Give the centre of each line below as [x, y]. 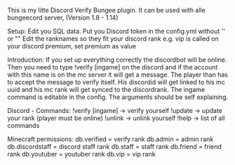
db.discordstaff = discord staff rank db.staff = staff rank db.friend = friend [115, 146]
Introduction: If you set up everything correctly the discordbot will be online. [117, 60]
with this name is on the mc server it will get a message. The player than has [117, 74]
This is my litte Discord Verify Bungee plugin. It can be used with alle [106, 10]
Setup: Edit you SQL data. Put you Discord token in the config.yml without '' [116, 31]
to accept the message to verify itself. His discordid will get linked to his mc [116, 82]
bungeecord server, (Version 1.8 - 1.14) [63, 18]
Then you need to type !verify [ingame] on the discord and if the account [113, 67]
